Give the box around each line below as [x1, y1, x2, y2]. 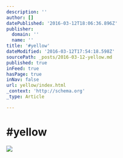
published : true [6, 60, 47, 66]
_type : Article [6, 94, 45, 100]
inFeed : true [6, 65, 39, 72]
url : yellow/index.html [6, 83, 67, 89]
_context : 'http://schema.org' [6, 88, 85, 94]
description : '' [6, 9, 47, 15]
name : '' [12, 37, 34, 43]
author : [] [6, 15, 34, 21]
